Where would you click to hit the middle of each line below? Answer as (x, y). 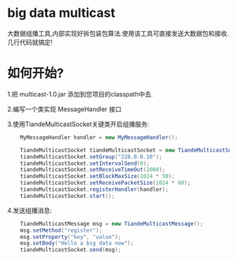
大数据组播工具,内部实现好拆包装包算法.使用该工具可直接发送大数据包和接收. (118, 33)
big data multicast (61, 13)
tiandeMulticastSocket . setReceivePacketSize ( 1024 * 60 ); (105, 183)
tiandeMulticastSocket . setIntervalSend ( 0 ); (85, 163)
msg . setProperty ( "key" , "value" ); (71, 237)
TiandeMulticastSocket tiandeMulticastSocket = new (97, 150)
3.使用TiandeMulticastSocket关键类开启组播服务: (78, 124)
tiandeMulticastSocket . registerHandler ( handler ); (95, 190)
